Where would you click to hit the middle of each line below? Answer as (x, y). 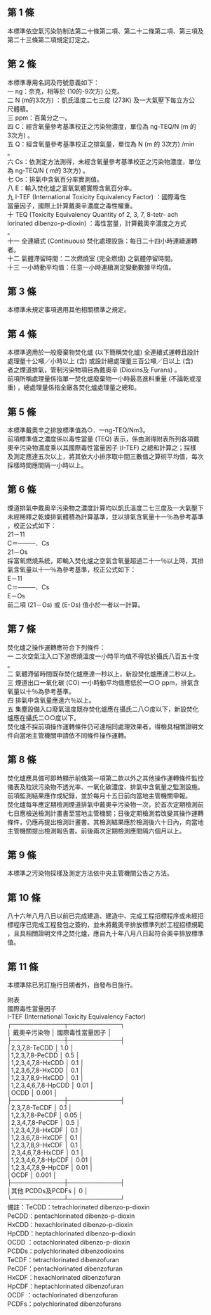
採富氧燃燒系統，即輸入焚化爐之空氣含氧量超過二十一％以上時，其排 (105, 560)
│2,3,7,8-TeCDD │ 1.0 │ (41, 1047)
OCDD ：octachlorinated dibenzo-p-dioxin (69, 1242)
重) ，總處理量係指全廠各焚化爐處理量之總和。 (74, 388)
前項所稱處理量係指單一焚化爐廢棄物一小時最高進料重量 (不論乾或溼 (104, 379)
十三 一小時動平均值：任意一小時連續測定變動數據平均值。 (91, 267)
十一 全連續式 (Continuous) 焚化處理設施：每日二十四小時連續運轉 (102, 241)
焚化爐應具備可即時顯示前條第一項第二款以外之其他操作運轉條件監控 (105, 778)
